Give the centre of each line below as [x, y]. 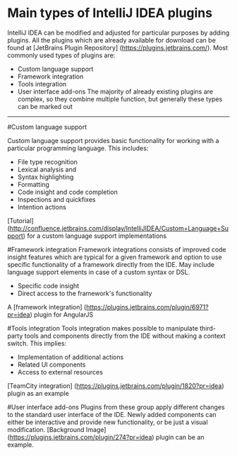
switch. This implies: [37, 343]
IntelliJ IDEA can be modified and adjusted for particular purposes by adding [119, 33]
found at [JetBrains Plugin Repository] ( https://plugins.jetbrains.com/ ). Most [117, 47]
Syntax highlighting [45, 177]
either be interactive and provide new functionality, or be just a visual [108, 422]
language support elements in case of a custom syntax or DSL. [99, 272]
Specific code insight [48, 285]
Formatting [33, 184]
